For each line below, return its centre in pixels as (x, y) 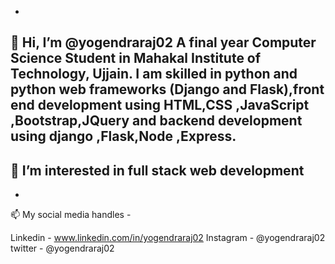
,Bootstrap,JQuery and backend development (156, 121)
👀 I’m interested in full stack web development (157, 170)
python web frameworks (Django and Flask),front (167, 89)
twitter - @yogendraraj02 (62, 248)
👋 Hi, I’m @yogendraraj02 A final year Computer (163, 42)
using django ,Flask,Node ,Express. (123, 136)
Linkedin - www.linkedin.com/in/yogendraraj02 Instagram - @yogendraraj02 (168, 238)
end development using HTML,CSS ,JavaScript (160, 105)
